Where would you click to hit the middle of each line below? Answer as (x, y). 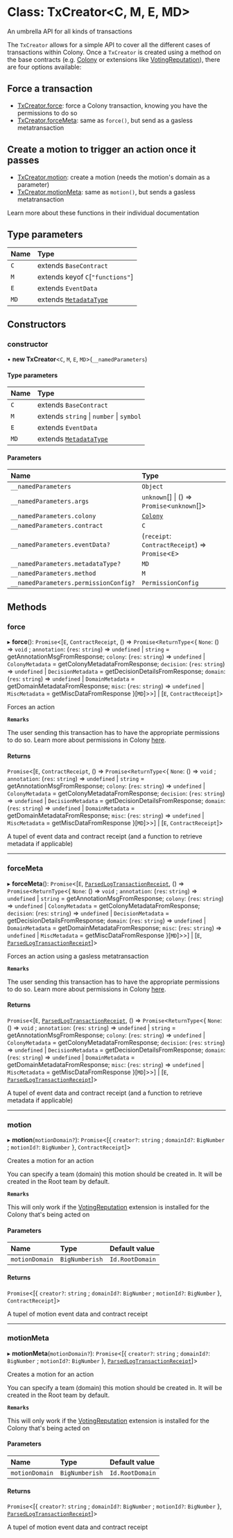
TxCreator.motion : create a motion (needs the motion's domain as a (113, 177)
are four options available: (44, 67)
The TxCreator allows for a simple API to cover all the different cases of (109, 44)
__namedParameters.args (50, 502)
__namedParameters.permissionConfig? (73, 583)
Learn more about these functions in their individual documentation (103, 213)
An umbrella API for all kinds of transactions (70, 31)
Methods (27, 607)
